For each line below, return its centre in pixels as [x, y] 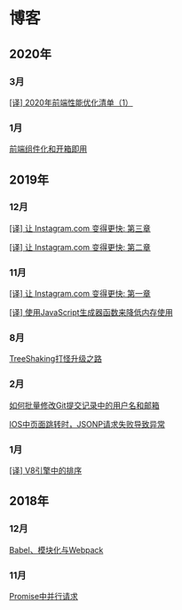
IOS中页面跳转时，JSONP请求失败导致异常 [87, 424]
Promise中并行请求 [44, 597]
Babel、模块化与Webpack [56, 549]
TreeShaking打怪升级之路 [55, 359]
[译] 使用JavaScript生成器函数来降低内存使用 [91, 313]
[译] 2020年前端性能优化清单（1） [71, 102]
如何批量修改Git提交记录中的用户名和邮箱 [84, 405]
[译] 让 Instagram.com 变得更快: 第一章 [80, 294]
